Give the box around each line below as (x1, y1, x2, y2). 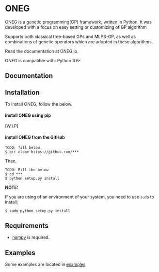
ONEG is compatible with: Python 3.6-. (5, 57, 82, 63)
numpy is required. (12, 235, 50, 240)
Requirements (5, 221, 48, 230)
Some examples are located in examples (5, 261, 86, 268)
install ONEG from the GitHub (5, 134, 65, 140)
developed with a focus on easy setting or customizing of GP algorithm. (5, 24, 148, 30)
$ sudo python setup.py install (5, 208, 70, 213)
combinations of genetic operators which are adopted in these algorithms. (5, 38, 153, 44)
